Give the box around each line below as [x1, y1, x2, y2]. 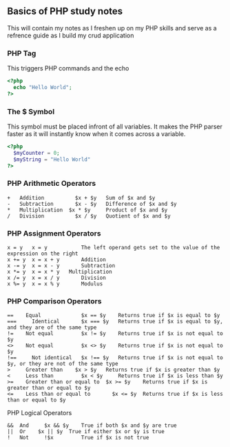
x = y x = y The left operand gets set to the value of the [7, 245, 220, 251]
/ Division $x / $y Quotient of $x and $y [7, 212, 171, 220]
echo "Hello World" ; [13, 84, 72, 91]
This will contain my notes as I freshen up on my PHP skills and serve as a [7, 23, 217, 32]
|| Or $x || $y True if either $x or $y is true [7, 428, 165, 435]
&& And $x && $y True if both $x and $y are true [7, 422, 177, 429]
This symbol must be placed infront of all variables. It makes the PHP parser [7, 122, 222, 131]
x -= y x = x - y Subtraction [7, 263, 116, 269]
